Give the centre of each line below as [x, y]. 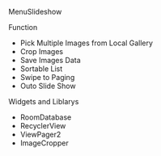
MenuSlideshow [35, 12]
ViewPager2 [40, 134]
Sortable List [41, 69]
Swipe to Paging [47, 77]
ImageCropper [44, 143]
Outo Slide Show [48, 86]
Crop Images [41, 51]
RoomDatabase [46, 117]
